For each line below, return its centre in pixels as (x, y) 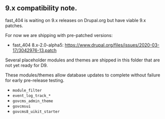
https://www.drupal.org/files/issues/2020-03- (112, 45)
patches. (14, 25)
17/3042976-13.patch (34, 50)
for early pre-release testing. (35, 80)
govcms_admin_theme (33, 101)
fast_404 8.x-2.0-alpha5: (38, 45)
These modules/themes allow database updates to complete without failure (83, 75)
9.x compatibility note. (41, 8)
